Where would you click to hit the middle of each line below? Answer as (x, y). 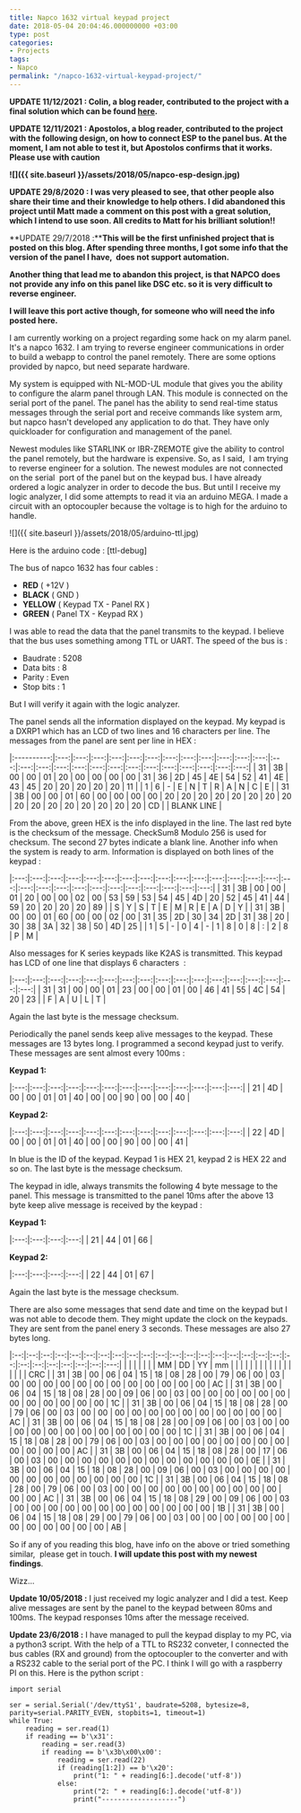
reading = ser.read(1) (68, 1729)
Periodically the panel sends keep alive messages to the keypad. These (141, 1034)
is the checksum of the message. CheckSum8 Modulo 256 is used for (138, 832)
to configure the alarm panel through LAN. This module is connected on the (149, 393)
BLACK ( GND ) (51, 594)
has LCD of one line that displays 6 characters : (98, 962)
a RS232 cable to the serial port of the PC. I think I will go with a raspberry (146, 1663)
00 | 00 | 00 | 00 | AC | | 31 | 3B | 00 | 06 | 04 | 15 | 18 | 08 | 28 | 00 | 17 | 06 (149, 1450)
